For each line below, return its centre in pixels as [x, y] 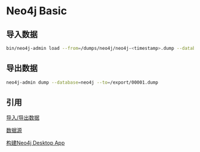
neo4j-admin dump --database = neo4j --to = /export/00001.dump [82, 82]
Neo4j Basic [37, 11]
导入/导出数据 [23, 118]
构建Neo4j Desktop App [35, 143]
